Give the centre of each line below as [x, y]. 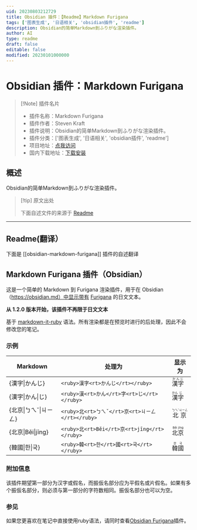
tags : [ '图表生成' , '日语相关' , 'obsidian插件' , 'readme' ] [75, 22]
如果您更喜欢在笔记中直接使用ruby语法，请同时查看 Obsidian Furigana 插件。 [98, 521]
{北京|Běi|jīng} [29, 432]
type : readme [22, 39]
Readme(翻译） [35, 239]
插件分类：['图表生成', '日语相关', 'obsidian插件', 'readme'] [99, 138]
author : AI [19, 33]
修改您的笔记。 [24, 329]
